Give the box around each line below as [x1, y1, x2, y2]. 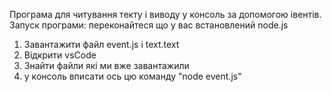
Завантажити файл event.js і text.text [23, 39, 180, 50]
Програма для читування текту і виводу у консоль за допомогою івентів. [9, 9, 322, 20]
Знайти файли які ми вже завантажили [23, 60, 190, 71]
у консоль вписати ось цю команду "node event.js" [23, 70, 242, 82]
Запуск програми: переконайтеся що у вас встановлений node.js [9, 19, 289, 31]
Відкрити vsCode [23, 49, 97, 61]
